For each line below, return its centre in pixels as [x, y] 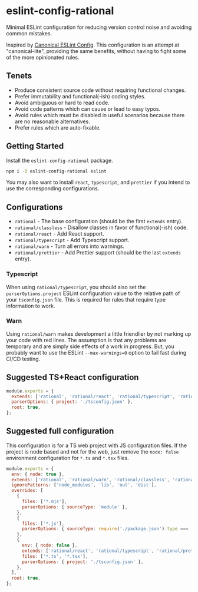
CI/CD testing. [23, 359]
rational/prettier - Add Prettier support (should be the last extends [98, 253]
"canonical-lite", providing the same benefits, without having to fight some [96, 51]
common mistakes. [29, 33]
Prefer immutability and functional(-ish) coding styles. [80, 96]
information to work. [31, 306]
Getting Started [35, 146]
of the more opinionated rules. [43, 57]
